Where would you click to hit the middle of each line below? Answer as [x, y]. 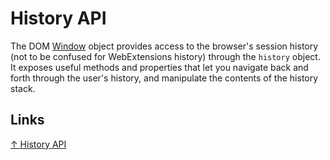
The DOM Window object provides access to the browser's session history [164, 46]
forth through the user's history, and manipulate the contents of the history [164, 78]
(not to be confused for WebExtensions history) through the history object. [165, 56]
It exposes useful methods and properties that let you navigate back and [159, 67]
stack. [23, 88]
